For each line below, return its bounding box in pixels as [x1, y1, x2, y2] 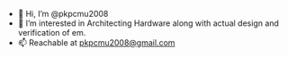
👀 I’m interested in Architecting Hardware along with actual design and [17, 18, 279, 28]
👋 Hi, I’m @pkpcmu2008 [17, 9, 109, 19]
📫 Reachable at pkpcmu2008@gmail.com [17, 37, 175, 48]
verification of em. [17, 28, 86, 37]
